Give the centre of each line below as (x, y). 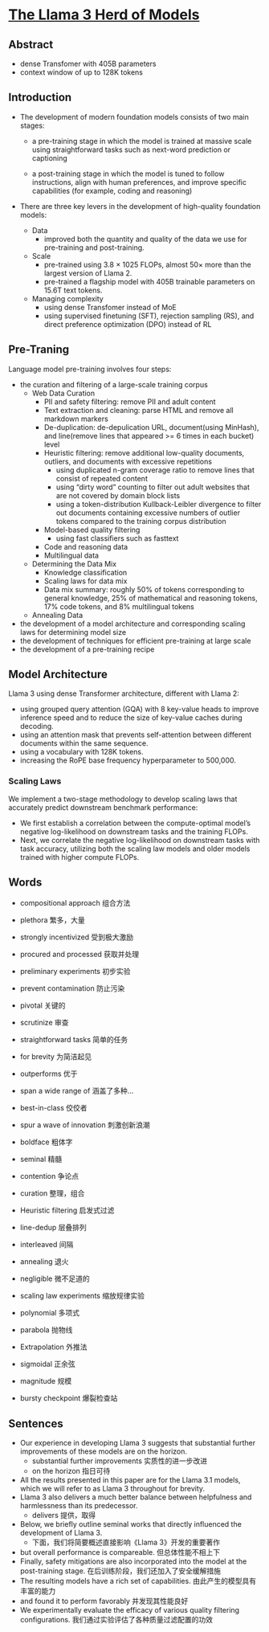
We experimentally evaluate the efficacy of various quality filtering (129, 1610)
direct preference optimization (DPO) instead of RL (128, 324)
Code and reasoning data (86, 546)
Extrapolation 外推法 (53, 1347)
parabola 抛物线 (46, 1329)
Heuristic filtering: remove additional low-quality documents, (144, 452)
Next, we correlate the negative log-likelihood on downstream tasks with (140, 840)
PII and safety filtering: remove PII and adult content (130, 401)
